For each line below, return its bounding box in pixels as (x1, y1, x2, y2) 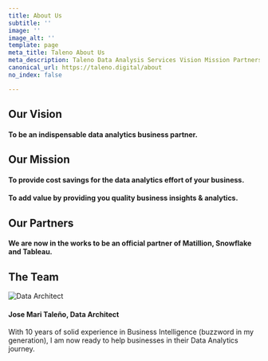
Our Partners (8, 216, 74, 230)
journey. (8, 344, 35, 354)
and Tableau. (8, 247, 53, 257)
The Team (8, 270, 60, 284)
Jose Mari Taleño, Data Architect (8, 309, 120, 319)
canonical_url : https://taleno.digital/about (8, 64, 162, 72)
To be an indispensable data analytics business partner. (8, 129, 198, 139)
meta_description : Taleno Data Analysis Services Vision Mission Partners (8, 57, 262, 65)
